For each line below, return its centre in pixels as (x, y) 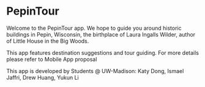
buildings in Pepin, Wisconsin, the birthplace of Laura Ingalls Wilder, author (101, 34)
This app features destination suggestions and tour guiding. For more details (102, 52)
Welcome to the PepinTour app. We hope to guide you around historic (94, 28)
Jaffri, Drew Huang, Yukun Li (43, 77)
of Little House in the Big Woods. (48, 41)
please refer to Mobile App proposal (52, 59)
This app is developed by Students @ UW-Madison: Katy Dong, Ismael (95, 71)
